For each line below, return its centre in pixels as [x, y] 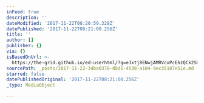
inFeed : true [23, 12]
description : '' [27, 18]
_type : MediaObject [31, 85]
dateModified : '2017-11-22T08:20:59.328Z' [61, 23]
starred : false [25, 74]
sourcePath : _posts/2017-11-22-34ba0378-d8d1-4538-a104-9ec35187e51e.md [100, 68]
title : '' [19, 35]
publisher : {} [24, 46]
